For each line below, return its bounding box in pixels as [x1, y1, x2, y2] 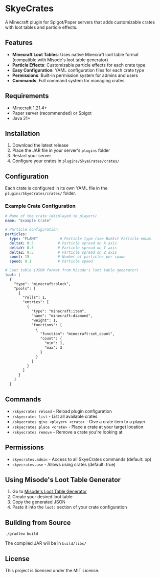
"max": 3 [44, 345, 63, 350]
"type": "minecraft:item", [31, 309, 87, 314]
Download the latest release [12, 143, 69, 148]
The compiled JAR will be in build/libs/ [5, 540, 87, 546]
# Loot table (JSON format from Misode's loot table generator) [5, 268, 139, 273]
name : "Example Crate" [5, 218, 51, 223]
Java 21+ [12, 115, 31, 121]
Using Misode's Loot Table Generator [5, 476, 121, 484]
